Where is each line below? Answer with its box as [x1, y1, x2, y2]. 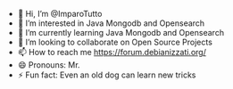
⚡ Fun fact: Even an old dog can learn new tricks [17, 69, 196, 80]
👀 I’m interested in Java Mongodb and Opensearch [17, 18, 205, 28]
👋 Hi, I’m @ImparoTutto [17, 9, 103, 19]
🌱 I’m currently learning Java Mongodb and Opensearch [17, 28, 225, 37]
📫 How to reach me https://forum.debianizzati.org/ [17, 47, 207, 57]
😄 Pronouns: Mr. [17, 60, 80, 70]
